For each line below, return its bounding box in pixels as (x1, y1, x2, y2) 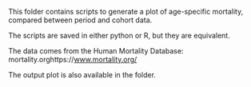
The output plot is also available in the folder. (8, 70, 156, 79)
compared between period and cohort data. (8, 15, 153, 25)
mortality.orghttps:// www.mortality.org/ (8, 55, 137, 64)
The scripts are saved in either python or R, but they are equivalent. (8, 31, 230, 40)
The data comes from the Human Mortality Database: (8, 46, 184, 55)
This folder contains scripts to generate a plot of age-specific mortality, (8, 7, 244, 16)
